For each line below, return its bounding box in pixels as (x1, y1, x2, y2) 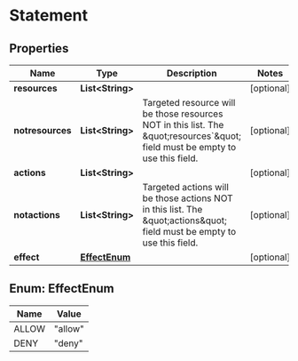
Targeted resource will (142, 97, 236, 108)
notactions (13, 209, 60, 221)
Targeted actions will (142, 181, 229, 193)
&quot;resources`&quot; (142, 130, 242, 142)
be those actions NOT (142, 192, 233, 205)
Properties (9, 41, 69, 56)
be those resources (142, 108, 223, 120)
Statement (9, 5, 89, 26)
